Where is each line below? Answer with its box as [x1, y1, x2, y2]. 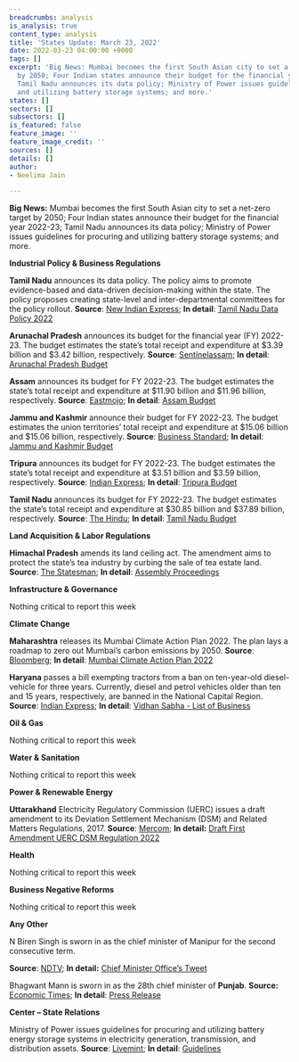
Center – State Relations [9, 1007, 101, 1017]
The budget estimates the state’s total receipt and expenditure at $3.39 [22, 340, 283, 350]
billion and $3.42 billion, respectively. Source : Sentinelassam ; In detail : [9, 350, 270, 360]
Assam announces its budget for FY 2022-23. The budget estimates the [9, 376, 274, 387]
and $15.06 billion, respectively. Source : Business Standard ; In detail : [9, 432, 264, 442]
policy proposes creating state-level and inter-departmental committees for [9, 294, 286, 305]
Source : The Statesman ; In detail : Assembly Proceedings [9, 567, 220, 578]
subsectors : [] [9, 112, 66, 121]
